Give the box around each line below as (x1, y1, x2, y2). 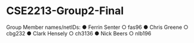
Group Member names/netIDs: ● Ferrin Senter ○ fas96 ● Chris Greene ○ (6, 24, 189, 31)
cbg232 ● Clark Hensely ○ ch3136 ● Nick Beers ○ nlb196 (6, 29, 152, 37)
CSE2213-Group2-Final (6, 4, 124, 18)
